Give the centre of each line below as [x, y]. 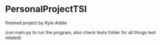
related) [13, 38]
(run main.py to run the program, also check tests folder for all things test [80, 32]
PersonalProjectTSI [46, 9]
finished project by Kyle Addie [36, 23]
